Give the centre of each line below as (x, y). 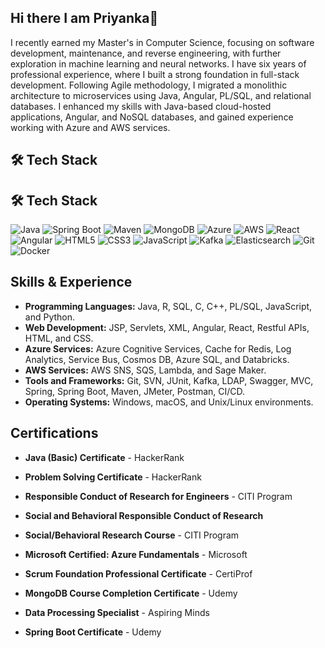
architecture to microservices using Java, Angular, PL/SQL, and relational (161, 95)
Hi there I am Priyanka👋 (84, 18)
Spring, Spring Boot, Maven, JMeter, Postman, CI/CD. (135, 391)
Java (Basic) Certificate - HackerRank (104, 457)
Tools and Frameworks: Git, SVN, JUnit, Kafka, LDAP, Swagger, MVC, (169, 380)
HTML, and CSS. (59, 338)
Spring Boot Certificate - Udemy (93, 632)
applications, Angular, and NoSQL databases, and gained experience (152, 117)
